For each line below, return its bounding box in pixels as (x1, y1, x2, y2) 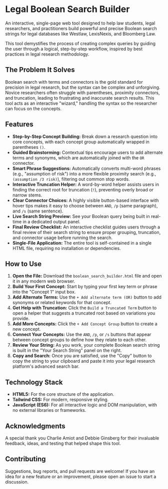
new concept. (12, 326, 41, 332)
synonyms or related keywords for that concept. (12, 300, 111, 306)
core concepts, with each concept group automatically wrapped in (12, 139, 150, 145)
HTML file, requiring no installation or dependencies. (12, 245, 121, 251)
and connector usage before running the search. (12, 234, 112, 240)
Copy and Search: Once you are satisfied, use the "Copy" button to (12, 353, 152, 359)
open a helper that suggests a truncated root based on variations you (12, 310, 155, 316)
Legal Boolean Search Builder (5, 4, 130, 15)
